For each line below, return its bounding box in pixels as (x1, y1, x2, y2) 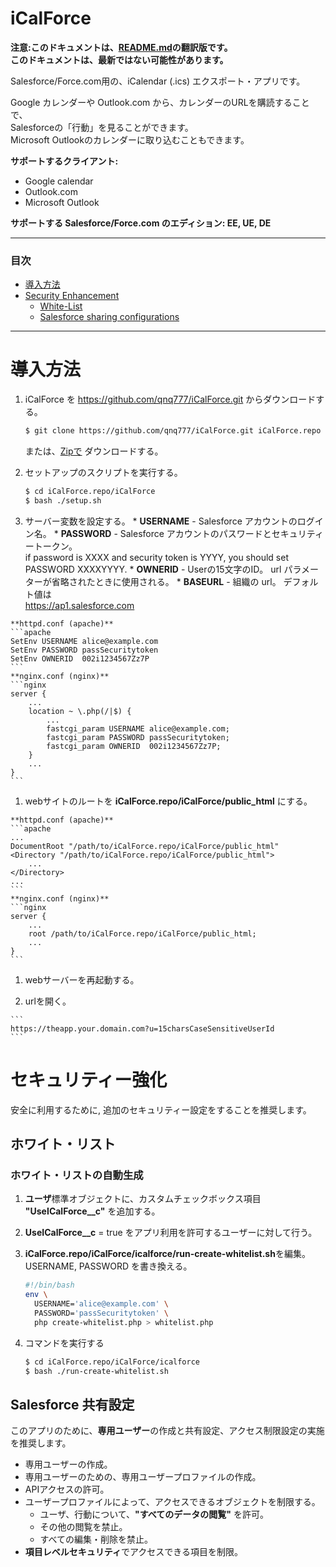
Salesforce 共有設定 (10, 1396, 135, 1413)
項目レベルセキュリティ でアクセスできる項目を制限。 (24, 1546, 243, 1558)
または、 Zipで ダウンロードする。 (24, 445, 164, 457)
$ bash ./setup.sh (24, 495, 102, 506)
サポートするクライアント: (10, 155, 119, 167)
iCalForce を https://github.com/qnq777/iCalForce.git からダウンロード (24, 393, 317, 406)
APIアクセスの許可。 (24, 1483, 110, 1496)
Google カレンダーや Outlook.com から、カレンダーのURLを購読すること (10, 96, 310, 108)
